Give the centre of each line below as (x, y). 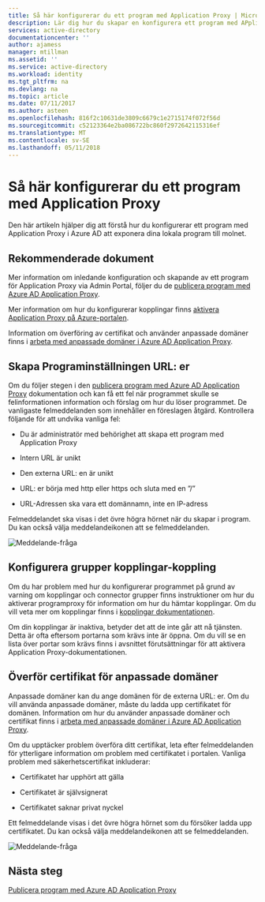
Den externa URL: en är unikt (67, 473)
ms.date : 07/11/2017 (42, 103)
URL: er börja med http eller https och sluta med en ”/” (107, 488)
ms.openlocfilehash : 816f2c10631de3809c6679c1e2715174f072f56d (114, 118)
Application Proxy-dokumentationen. (68, 652)
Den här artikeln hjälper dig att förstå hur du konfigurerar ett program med (128, 225)
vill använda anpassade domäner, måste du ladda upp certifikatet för (119, 704)
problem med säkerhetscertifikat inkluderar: (80, 762)
